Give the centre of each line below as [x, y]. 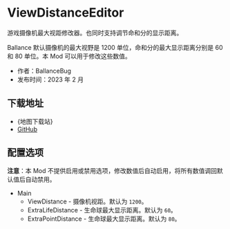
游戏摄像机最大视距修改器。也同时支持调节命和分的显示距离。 [95, 33]
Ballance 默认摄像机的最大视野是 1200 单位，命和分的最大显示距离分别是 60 [115, 47]
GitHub [27, 129]
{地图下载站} [35, 121]
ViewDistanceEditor [66, 13]
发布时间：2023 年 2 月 [50, 79]
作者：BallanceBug [44, 71]
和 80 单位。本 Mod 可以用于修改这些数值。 [69, 56]
